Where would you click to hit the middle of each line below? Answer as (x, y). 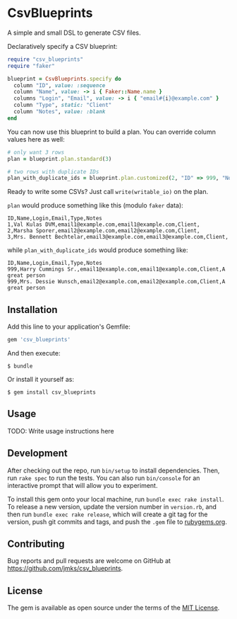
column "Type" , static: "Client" (63, 105)
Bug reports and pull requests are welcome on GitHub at (89, 561)
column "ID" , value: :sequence (60, 85)
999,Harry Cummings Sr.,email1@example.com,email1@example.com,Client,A (116, 269)
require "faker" (31, 66)
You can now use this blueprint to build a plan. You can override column (112, 132)
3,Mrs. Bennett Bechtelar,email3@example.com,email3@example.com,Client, (118, 237)
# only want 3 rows (36, 152)
